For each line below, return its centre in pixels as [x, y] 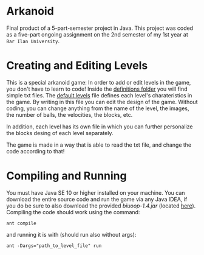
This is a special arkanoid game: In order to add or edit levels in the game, [99, 82]
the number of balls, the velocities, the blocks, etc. [70, 114]
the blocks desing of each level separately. [60, 133]
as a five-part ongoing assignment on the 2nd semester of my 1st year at [97, 34]
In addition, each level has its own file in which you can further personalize [100, 127]
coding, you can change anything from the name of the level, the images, [98, 108]
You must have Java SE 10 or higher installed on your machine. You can [96, 192]
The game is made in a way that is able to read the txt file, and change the [99, 145]
